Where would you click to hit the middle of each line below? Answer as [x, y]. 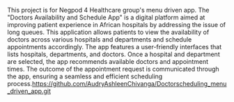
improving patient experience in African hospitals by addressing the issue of [117, 25]
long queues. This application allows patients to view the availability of [108, 32]
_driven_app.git [29, 91]
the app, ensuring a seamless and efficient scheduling [85, 76]
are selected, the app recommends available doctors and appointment [108, 61]
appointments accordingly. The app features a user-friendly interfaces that [114, 47]
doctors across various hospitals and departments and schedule [100, 40]
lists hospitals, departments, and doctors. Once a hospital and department [114, 54]
